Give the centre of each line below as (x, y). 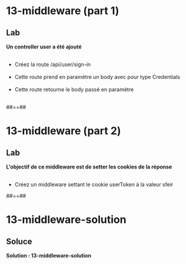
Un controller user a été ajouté (44, 47)
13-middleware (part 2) (64, 131)
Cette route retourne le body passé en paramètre (74, 89)
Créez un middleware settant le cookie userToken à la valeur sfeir (94, 184)
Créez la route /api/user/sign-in (53, 64)
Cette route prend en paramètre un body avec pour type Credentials (97, 77)
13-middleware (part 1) (63, 11)
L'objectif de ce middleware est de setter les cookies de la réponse (89, 167)
